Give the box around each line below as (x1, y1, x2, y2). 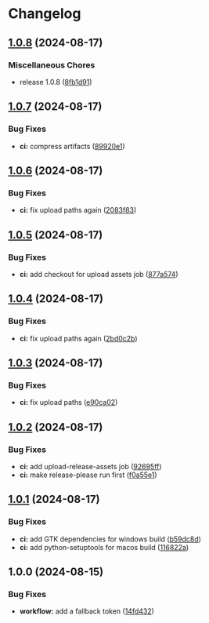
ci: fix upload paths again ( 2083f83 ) (19, 206, 137, 215)
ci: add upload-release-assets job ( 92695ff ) (19, 462, 162, 471)
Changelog (8, 5, 81, 23)
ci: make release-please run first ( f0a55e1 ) (19, 470, 157, 479)
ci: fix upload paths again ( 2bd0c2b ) (19, 333, 139, 343)
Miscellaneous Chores (8, 60, 95, 71)
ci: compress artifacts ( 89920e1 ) (19, 141, 125, 151)
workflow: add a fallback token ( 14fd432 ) (19, 607, 155, 616)
